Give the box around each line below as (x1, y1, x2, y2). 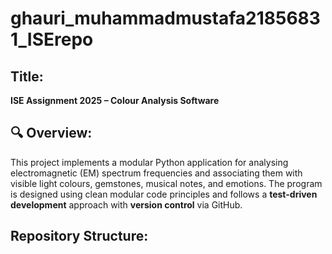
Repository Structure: (10, 228, 149, 245)
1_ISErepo (10, 28, 94, 51)
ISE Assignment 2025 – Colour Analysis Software (10, 95, 220, 106)
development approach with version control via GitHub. (10, 198, 243, 211)
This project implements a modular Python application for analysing (10, 156, 289, 168)
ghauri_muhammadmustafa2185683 (10, 7, 321, 30)
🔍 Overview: (10, 125, 93, 142)
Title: (10, 68, 44, 85)
